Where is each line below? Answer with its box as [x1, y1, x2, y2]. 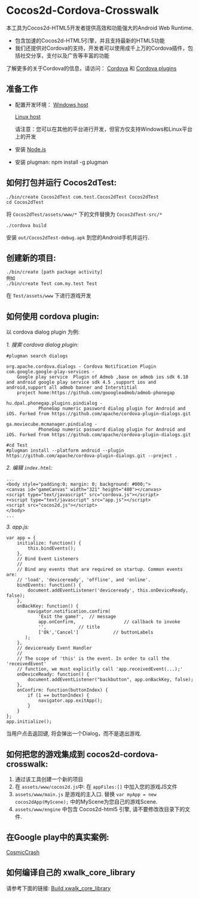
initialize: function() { [17, 540, 82, 546]
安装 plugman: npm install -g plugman [14, 158, 109, 166]
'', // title [38, 624, 100, 630]
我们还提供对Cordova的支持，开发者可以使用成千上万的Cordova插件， [14, 44, 188, 52]
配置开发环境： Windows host [14, 101, 88, 108]
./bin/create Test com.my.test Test [6, 281, 97, 287]
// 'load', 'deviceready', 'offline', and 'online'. [17, 577, 151, 583]
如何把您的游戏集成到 [6, 749, 85, 759]
